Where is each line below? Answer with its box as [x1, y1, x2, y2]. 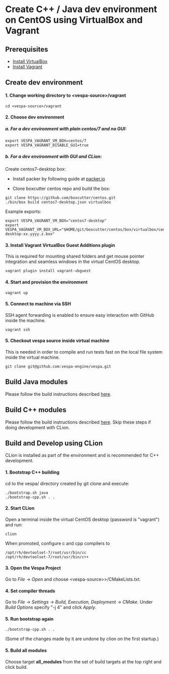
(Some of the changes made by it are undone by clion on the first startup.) [5, 636, 159, 642]
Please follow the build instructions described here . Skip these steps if [5, 419, 151, 425]
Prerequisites [5, 45, 48, 53]
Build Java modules [5, 378, 68, 386]
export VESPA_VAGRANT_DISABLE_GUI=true [5, 143, 89, 148]
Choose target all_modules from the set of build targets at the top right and [5, 658, 162, 664]
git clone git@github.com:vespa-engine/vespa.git [5, 364, 112, 369]
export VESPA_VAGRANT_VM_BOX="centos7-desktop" [5, 218, 107, 224]
